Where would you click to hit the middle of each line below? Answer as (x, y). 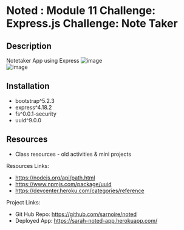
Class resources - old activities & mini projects (73, 154)
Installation (28, 86)
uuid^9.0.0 (28, 120)
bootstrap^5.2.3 (35, 100)
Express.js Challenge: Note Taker (92, 23)
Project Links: (23, 202)
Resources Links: (28, 166)
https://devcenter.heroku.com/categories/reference (80, 190)
